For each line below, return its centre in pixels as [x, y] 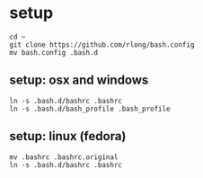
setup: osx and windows [79, 80]
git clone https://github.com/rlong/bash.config [102, 44]
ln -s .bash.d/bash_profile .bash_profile [90, 109]
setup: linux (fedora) [68, 136]
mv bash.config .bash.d [54, 52]
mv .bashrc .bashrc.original [64, 157]
